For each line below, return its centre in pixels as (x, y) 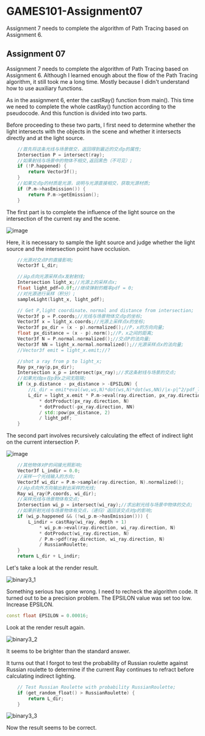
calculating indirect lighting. (41, 676)
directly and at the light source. (45, 138)
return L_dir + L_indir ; (49, 556)
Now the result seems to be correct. (52, 728)
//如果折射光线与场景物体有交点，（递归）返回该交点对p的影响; (85, 511)
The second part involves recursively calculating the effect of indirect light (100, 436)
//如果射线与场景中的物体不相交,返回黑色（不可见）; (75, 160)
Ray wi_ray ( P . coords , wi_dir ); (57, 494)
